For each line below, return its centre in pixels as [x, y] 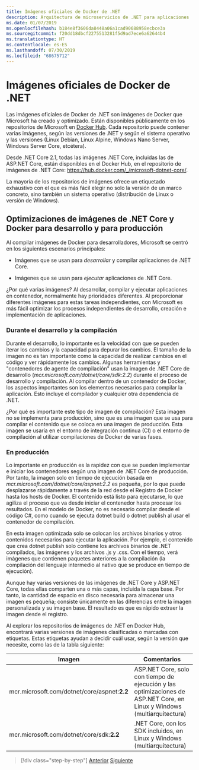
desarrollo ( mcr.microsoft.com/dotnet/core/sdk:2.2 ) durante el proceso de [97, 375]
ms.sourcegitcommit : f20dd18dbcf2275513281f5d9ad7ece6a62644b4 [86, 34]
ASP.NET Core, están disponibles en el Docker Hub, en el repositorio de [94, 163]
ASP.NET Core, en [159, 699]
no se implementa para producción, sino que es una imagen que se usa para [99, 418]
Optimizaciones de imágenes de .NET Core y [90, 219]
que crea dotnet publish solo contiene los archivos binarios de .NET [89, 546]
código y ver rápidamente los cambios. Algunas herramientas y [84, 362]
